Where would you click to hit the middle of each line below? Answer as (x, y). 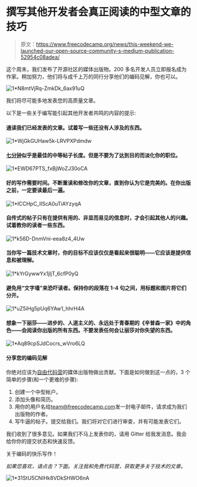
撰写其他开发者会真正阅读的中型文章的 (99, 12)
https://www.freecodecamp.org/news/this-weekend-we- (105, 44)
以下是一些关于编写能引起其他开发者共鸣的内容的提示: (71, 113)
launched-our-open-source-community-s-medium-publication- (97, 51)
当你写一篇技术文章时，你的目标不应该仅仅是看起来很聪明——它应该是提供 (96, 253)
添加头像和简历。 (35, 399)
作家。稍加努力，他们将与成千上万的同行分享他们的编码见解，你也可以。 (93, 76)
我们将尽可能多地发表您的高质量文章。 (52, 100)
